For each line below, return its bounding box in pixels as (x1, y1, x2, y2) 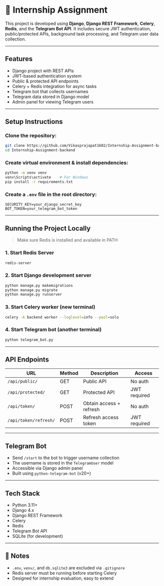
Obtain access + (82, 400, 121, 407)
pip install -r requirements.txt (5, 180, 73, 184)
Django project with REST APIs (12, 68, 74, 74)
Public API (82, 378, 106, 385)
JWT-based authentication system (12, 73, 82, 79)
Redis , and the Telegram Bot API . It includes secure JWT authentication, (5, 25, 151, 31)
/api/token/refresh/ (7, 418, 55, 424)
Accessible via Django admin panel (12, 465, 83, 471)
